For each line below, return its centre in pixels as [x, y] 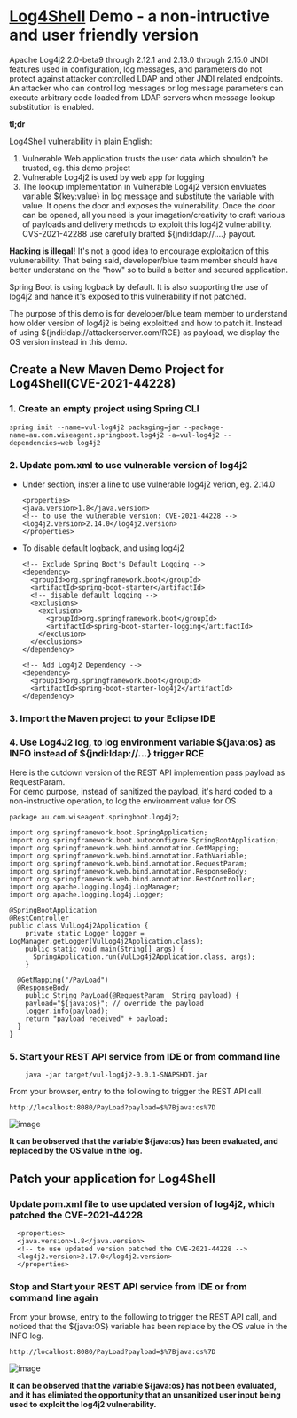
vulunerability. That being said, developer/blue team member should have [144, 260]
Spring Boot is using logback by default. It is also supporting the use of [139, 286]
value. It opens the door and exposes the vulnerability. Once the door [148, 205]
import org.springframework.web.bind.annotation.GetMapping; [125, 849]
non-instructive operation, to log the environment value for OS [123, 801]
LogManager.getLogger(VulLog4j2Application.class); [106, 942]
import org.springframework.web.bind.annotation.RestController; [132, 880]
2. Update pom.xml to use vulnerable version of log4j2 [129, 465]
